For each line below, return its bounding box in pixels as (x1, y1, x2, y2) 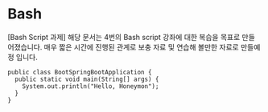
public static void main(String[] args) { (14, 75, 159, 83)
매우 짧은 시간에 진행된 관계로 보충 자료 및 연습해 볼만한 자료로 (43, 42, 239, 52)
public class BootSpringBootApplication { (7, 68, 152, 76)
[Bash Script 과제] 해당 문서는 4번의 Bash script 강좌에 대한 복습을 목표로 (7, 32, 241, 42)
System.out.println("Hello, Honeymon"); (22, 82, 159, 90)
